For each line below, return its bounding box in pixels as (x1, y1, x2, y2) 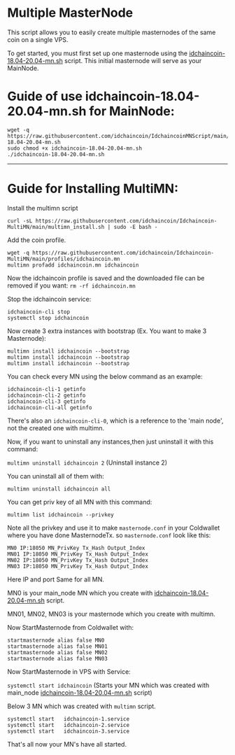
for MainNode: (89, 104, 175, 120)
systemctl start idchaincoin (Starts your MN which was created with (7, 681, 210, 689)
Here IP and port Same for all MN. (7, 575, 105, 584)
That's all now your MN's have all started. (7, 740, 127, 748)
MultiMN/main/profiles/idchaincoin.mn (7, 255, 120, 262)
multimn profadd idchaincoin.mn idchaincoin (7, 261, 139, 269)
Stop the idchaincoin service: (7, 295, 92, 303)
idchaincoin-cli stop (7, 308, 71, 316)
